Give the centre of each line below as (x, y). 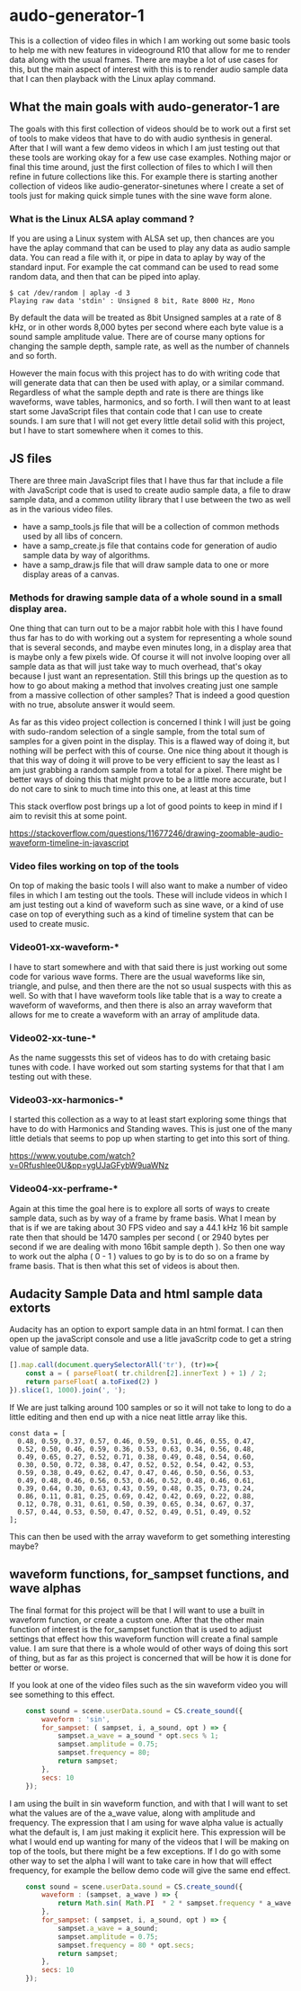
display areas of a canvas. (71, 574)
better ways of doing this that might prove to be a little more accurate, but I (148, 779)
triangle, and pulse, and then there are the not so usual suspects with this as (150, 986)
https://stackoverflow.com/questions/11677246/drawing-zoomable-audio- (146, 833)
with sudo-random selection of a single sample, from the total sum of (137, 732)
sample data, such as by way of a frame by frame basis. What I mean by (143, 1218)
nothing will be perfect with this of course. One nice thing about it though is (149, 751)
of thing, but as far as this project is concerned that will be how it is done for (150, 1658)
